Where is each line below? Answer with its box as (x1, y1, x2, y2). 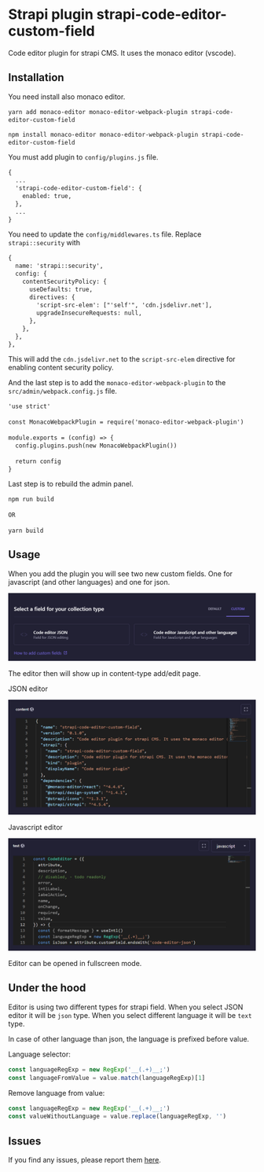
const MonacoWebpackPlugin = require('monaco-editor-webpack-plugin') (8, 418, 244, 426)
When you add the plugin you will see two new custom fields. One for (8, 568, 233, 579)
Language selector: (8, 1049, 71, 1059)
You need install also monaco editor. (8, 92, 126, 101)
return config (15, 457, 61, 465)
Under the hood (8, 981, 86, 995)
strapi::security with (8, 237, 81, 247)
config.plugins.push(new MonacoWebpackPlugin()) (15, 442, 178, 450)
